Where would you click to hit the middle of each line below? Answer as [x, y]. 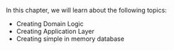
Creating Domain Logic [50, 24]
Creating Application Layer [55, 31]
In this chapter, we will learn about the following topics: [86, 10]
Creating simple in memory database [70, 39]
